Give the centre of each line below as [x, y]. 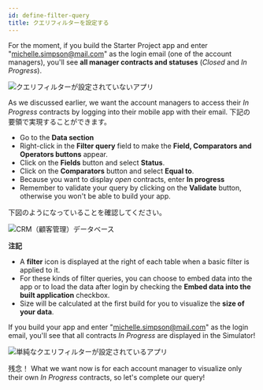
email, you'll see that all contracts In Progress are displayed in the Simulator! [132, 335]
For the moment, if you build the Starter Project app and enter [108, 45]
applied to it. [40, 269]
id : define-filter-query [49, 15]
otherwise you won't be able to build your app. [95, 196]
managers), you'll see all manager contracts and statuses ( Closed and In [128, 62]
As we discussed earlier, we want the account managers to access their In [129, 102]
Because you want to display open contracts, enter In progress [122, 179]
